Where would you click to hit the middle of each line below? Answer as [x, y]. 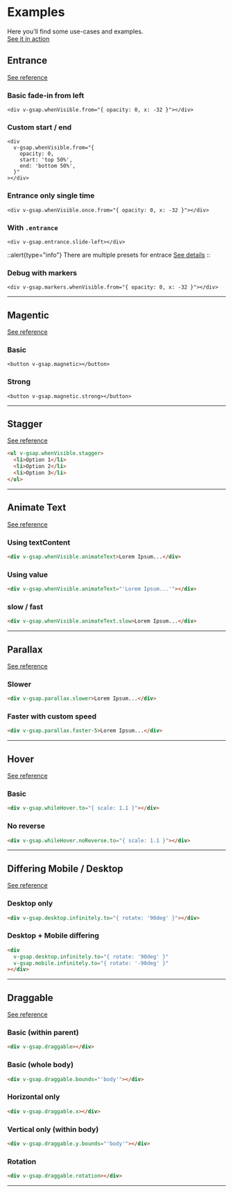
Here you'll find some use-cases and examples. [75, 31]
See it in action [28, 38]
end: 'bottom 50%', [48, 166]
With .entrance [33, 227]
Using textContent [39, 542]
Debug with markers [42, 273]
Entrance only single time [51, 195]
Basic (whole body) [41, 1065]
